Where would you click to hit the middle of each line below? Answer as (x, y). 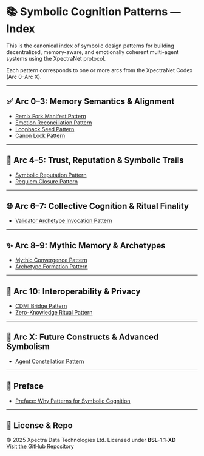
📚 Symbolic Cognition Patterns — (93, 12)
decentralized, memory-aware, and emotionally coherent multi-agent (93, 52)
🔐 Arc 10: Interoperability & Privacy (73, 291)
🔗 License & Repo (39, 426)
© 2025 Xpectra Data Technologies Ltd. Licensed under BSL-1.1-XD (91, 440)
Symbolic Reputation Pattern (51, 175)
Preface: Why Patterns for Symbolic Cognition (73, 401)
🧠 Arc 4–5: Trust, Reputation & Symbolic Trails (95, 161)
